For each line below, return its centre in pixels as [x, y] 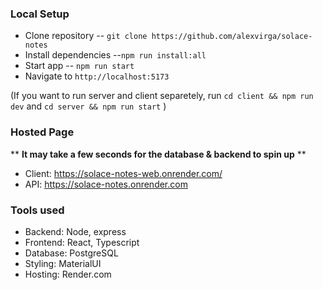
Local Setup [40, 14]
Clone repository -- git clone [86, 36]
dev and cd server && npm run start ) [88, 106]
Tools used [37, 210]
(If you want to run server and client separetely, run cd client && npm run [162, 96]
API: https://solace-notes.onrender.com [106, 184]
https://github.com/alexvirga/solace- [232, 37]
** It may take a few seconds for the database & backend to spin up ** [158, 154]
